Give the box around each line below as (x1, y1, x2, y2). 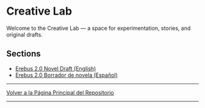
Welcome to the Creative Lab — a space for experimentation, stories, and (6, 24, 191, 32)
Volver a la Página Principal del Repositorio (6, 88, 114, 96)
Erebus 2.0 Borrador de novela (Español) (15, 71, 118, 79)
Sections (6, 49, 41, 59)
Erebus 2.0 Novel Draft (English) (15, 65, 96, 72)
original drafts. (6, 31, 43, 38)
